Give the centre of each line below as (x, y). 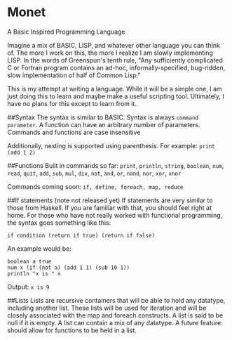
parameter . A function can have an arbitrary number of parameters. (104, 124)
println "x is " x (34, 274)
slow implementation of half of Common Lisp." (74, 75)
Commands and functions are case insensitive (74, 132)
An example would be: (40, 248)
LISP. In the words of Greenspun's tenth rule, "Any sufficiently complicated (115, 60)
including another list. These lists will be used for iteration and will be (107, 308)
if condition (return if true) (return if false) (81, 235)
